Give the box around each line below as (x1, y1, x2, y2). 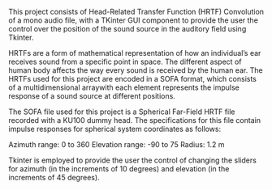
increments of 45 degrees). (8, 173, 100, 182)
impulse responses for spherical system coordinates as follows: (8, 125, 222, 133)
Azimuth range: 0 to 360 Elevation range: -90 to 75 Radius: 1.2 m (8, 140, 225, 149)
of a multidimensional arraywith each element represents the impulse (8, 82, 240, 92)
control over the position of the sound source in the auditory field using (8, 24, 247, 33)
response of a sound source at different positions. (8, 91, 176, 100)
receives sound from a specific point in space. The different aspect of (8, 57, 242, 66)
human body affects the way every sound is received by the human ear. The (8, 65, 263, 75)
